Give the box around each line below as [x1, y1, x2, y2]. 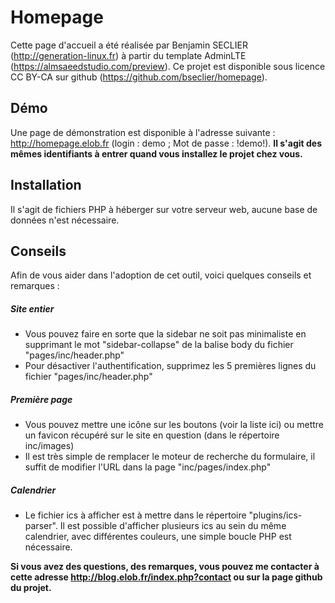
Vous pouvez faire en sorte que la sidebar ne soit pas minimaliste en [24, 328, 307, 340]
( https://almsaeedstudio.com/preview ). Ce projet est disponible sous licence [10, 60, 326, 72]
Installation [10, 177, 82, 194]
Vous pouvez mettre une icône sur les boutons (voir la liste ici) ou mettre [24, 419, 324, 431]
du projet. [10, 582, 52, 594]
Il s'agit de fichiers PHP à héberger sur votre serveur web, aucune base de [10, 203, 318, 215]
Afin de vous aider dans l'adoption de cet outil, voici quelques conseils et [10, 269, 312, 281]
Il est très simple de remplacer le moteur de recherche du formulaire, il [24, 451, 316, 463]
